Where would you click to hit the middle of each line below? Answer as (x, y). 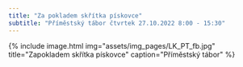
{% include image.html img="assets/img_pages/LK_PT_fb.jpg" (112, 45)
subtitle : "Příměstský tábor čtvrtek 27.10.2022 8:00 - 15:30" (117, 23)
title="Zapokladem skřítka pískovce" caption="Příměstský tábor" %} (122, 54)
